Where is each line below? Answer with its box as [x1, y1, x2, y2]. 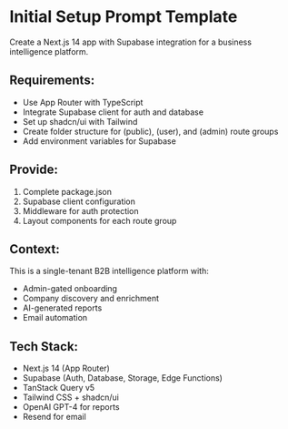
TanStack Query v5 [22, 383, 95, 393]
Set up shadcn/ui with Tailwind [22, 116, 138, 127]
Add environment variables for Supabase [22, 135, 177, 147]
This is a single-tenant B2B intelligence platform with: [9, 266, 209, 277]
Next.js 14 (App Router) [22, 363, 111, 374]
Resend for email [22, 412, 86, 423]
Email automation [22, 312, 88, 323]
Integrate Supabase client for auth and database [22, 107, 204, 117]
